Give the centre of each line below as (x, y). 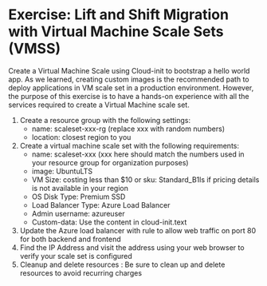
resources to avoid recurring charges (80, 272)
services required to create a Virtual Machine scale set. (99, 105)
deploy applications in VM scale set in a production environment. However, (131, 87)
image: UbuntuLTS (62, 171)
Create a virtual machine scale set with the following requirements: (130, 145)
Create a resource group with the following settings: (105, 120)
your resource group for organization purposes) (110, 162)
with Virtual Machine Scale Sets (116, 32)
